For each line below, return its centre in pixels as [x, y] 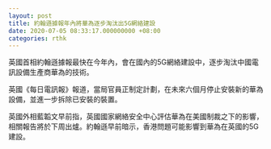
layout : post [30, 16]
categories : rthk [38, 38]
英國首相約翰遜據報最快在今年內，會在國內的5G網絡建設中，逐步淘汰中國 [130, 62]
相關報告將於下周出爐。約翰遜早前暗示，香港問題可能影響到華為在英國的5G [133, 126]
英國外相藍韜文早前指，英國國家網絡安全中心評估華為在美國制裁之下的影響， [136, 117]
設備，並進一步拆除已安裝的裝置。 [65, 99]
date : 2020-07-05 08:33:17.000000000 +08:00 [85, 31]
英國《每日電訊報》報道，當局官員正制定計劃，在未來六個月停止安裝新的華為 [136, 89]
